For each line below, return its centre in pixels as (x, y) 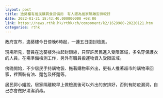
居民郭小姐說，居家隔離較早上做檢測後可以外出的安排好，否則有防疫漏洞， (79, 84)
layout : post (18, 9)
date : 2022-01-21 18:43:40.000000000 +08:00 (51, 18)
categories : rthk (23, 28)
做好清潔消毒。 (33, 91)
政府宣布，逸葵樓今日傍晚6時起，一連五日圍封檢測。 (57, 42)
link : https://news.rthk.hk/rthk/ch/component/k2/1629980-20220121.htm (79, 23)
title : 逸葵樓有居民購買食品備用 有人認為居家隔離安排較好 (58, 14)
